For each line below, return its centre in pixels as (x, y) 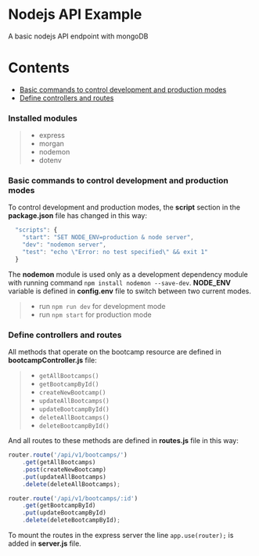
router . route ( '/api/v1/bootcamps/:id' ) (73, 498)
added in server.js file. (45, 543)
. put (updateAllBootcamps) (65, 477)
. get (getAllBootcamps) (59, 463)
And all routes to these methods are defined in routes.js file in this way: (123, 441)
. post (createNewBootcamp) (65, 469)
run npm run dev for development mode (102, 306)
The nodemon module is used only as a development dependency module (128, 274)
